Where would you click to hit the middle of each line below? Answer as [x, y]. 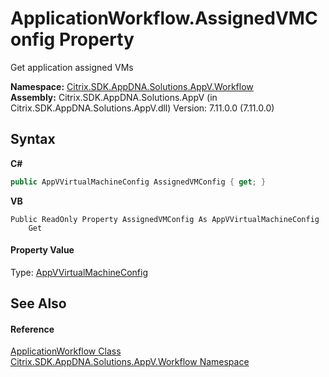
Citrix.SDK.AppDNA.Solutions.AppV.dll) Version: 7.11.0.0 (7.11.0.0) [142, 108]
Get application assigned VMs [72, 67]
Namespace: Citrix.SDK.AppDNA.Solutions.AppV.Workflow [132, 86]
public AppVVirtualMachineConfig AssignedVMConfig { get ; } [138, 182]
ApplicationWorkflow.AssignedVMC [164, 18]
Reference [32, 329]
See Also [38, 303]
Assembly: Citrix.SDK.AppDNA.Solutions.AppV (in [114, 97]
